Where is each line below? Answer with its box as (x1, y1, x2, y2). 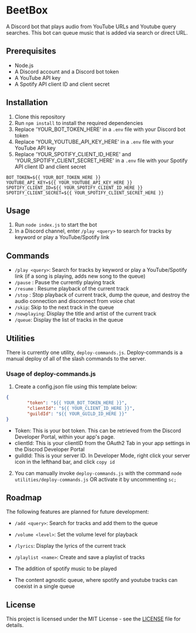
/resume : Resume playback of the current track (14, 285, 129, 292)
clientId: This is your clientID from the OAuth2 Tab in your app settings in (14, 439, 191, 446)
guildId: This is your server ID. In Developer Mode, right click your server (14, 452, 191, 459)
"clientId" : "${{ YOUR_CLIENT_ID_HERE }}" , (27, 406, 135, 412)
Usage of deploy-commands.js (6, 369, 96, 378)
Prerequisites (6, 46, 56, 56)
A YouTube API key (14, 74, 61, 81)
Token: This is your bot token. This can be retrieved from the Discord (14, 427, 181, 434)
